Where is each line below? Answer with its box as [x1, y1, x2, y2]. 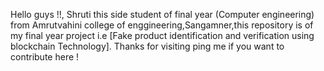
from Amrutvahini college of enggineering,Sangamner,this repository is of [10, 19, 314, 31]
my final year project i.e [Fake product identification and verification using [10, 30, 315, 41]
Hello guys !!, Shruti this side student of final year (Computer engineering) [10, 9, 315, 20]
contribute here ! [10, 51, 80, 63]
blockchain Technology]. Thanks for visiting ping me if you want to [10, 40, 285, 52]
